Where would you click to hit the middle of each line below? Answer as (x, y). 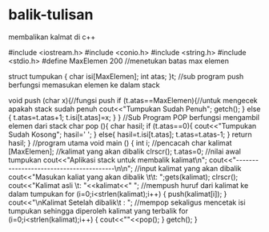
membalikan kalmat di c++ (52, 37)
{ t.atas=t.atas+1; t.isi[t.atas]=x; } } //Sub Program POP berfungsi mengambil (134, 117)
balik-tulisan (51, 15)
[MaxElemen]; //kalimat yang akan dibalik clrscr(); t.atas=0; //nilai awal (125, 151)
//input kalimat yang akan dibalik (188, 168)
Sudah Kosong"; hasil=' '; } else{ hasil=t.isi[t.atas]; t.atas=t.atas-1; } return (130, 134)
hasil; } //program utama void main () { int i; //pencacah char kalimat (120, 142)
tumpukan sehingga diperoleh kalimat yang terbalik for (98, 210)
